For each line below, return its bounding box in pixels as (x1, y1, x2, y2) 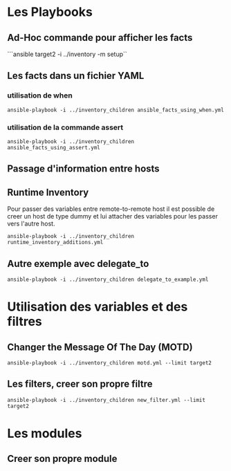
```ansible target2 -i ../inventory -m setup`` (7, 50, 128, 58)
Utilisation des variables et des (7, 299, 188, 315)
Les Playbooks (7, 4, 93, 20)
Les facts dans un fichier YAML (7, 70, 145, 82)
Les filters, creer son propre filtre (7, 378, 153, 390)
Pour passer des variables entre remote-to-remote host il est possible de (7, 205, 215, 213)
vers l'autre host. (7, 219, 55, 228)
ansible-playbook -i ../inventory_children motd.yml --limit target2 (7, 360, 212, 367)
